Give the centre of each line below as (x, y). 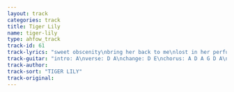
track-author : (28, 65)
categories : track (34, 20)
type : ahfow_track (34, 39)
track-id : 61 (26, 46)
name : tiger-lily (32, 33)
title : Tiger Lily (34, 26)
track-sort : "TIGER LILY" (45, 71)
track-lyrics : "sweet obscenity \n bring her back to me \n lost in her (109, 53)
